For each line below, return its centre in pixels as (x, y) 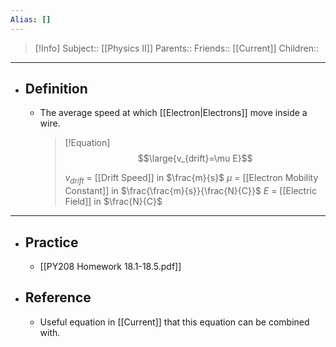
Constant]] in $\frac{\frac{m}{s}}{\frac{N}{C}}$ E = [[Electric (190, 191)
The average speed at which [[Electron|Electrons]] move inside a (173, 113)
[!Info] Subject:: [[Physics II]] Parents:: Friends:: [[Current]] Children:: (176, 48)
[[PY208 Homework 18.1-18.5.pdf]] (110, 267)
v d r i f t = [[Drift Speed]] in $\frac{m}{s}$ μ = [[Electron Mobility (191, 179)
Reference (58, 297)
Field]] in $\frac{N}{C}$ (113, 202)
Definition (56, 89)
